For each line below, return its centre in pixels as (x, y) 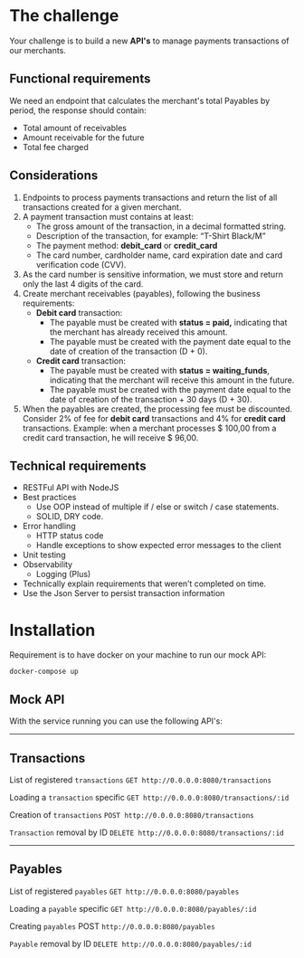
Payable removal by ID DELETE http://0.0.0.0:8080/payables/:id (130, 944)
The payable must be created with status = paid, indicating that (168, 322)
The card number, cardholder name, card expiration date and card (159, 255)
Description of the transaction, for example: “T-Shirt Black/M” (151, 235)
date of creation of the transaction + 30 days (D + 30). (151, 399)
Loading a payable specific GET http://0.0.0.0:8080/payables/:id (133, 908)
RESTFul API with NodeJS (71, 488)
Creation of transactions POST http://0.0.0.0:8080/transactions (132, 814)
